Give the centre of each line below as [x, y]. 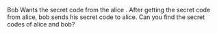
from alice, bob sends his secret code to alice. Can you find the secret [106, 17]
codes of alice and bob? [41, 24]
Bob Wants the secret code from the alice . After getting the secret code [109, 10]
